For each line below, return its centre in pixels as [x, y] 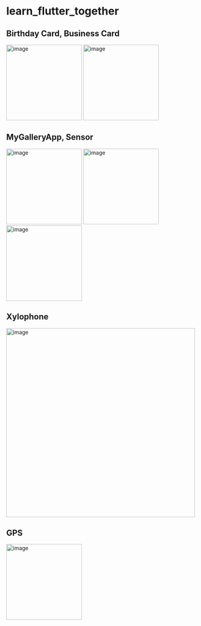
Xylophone [27, 317]
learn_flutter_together [63, 11]
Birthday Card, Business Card [63, 34]
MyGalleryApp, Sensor [50, 137]
